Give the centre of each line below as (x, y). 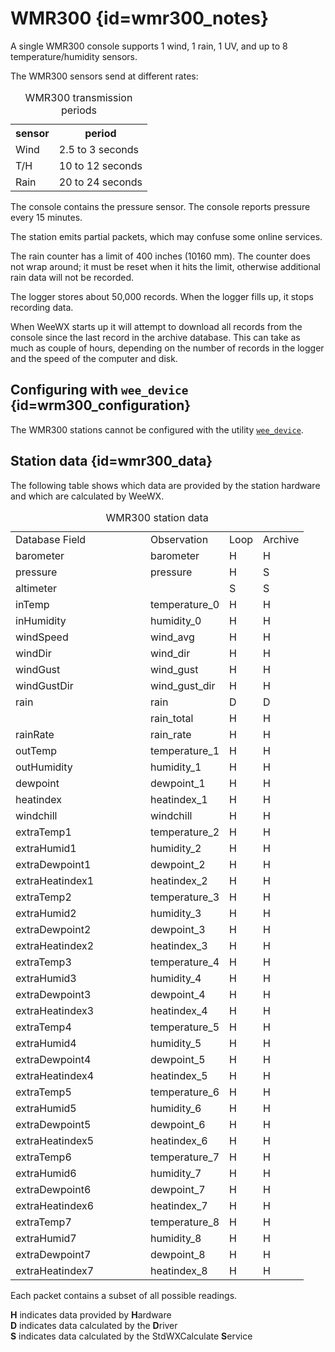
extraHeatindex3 (55, 1010)
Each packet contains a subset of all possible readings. (124, 1295)
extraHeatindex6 (55, 1205)
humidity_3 (176, 913)
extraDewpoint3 (53, 994)
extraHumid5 (46, 1108)
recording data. (42, 307)
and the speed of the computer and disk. (94, 358)
